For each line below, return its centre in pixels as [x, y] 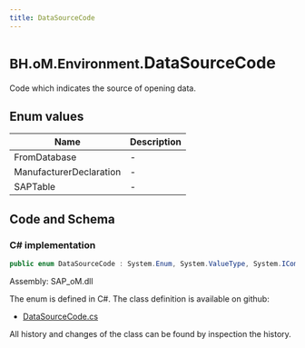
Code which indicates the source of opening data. [103, 88]
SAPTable [35, 187]
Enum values [47, 116]
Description [156, 142]
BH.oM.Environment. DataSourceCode [143, 62]
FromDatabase [45, 157]
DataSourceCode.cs [60, 316]
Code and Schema [62, 219]
